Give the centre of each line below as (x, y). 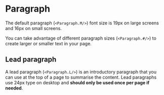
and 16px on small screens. (34, 28)
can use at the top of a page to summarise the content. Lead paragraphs (81, 77)
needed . (14, 88)
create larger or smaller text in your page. (49, 43)
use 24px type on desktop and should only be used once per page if (77, 82)
